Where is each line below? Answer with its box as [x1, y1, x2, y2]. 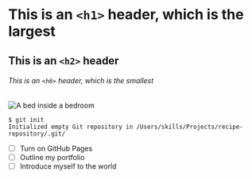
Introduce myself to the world [19, 161, 117, 171]
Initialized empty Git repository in [8, 123, 134, 131]
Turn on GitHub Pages [19, 143, 93, 153]
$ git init [8, 116, 45, 124]
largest [8, 22, 56, 40]
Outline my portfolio [19, 152, 85, 162]
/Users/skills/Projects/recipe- [136, 123, 244, 131]
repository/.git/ [8, 129, 66, 138]
